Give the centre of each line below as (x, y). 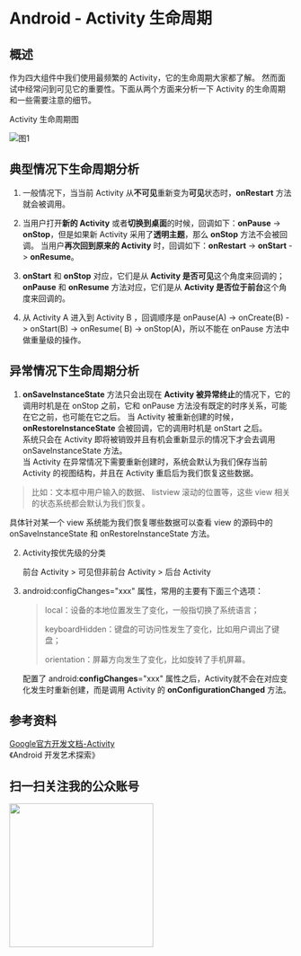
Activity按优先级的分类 (64, 553)
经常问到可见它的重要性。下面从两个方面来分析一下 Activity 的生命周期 (155, 89)
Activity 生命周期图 (44, 119)
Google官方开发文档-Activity (62, 744)
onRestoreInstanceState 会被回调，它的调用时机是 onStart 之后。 (145, 428)
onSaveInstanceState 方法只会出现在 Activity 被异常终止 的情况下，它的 (156, 394)
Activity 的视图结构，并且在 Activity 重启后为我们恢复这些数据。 (140, 473)
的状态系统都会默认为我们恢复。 (90, 503)
